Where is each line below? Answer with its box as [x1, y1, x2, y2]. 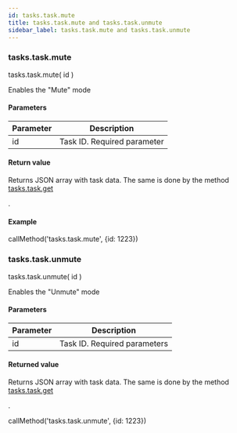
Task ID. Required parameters [59, 338, 168, 349]
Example [8, 216, 38, 226]
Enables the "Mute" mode [8, 85, 92, 94]
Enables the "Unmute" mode [8, 287, 100, 297]
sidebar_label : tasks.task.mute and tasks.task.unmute [8, 26, 191, 34]
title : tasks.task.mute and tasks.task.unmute [8, 19, 163, 27]
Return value [8, 158, 51, 167]
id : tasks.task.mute [8, 11, 76, 20]
